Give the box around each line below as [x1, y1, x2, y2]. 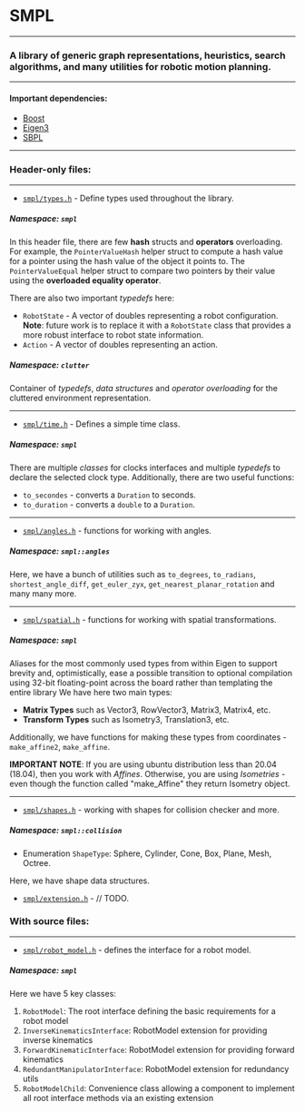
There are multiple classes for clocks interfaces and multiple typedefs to [9, 462, 281, 473]
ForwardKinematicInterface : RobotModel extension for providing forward [22, 1044, 295, 1055]
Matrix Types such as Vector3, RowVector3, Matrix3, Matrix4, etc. [22, 704, 271, 715]
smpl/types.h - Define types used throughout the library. [22, 192, 234, 203]
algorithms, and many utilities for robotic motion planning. [9, 60, 272, 73]
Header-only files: [9, 163, 92, 176]
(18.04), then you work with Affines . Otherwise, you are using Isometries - [9, 768, 286, 779]
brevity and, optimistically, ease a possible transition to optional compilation [9, 667, 293, 678]
